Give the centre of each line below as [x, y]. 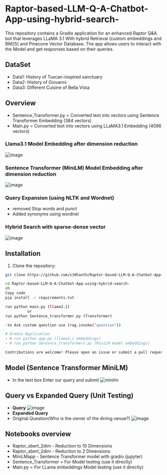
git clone [15, 275]
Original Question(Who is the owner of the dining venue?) [71, 418]
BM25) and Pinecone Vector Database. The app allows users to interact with [83, 43]
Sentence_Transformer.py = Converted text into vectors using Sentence [86, 115]
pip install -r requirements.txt [40, 298]
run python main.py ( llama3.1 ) [38, 307]
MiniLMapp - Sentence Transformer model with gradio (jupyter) [77, 457]
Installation [23, 253]
